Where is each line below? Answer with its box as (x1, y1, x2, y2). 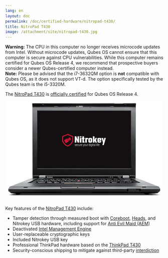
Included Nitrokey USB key (12, 236, 68, 242)
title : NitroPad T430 (5, 24, 51, 29)
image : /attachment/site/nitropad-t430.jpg (5, 29, 98, 35)
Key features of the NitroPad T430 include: (5, 205, 94, 211)
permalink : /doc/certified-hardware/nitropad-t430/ (5, 19, 115, 24)
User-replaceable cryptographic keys (12, 231, 90, 237)
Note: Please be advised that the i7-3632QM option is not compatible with (5, 71, 159, 77)
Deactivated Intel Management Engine (12, 226, 92, 232)
